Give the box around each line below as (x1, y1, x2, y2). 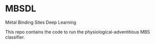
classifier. (5, 34, 25, 40)
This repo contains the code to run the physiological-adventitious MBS (5, 29, 151, 35)
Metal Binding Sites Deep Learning (5, 19, 76, 25)
